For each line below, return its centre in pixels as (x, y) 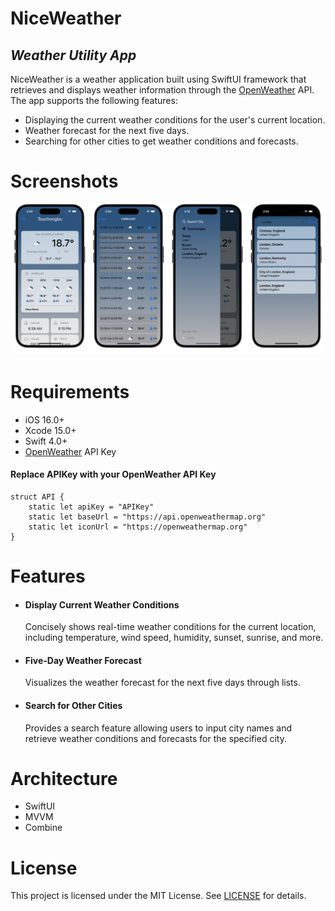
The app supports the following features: (94, 100)
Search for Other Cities (73, 705)
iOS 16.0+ (44, 419)
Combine (43, 828)
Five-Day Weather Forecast (83, 660)
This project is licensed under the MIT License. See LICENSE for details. (158, 896)
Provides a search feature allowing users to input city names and (158, 728)
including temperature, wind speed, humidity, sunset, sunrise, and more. (174, 638)
